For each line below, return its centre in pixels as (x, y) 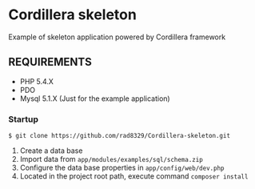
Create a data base (51, 151)
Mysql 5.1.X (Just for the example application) (95, 99)
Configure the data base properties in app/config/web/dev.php (122, 168)
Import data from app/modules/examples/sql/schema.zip (112, 159)
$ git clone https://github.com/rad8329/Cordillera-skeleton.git (119, 136)
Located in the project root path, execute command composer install (134, 176)
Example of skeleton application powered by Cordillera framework (117, 37)
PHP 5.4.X (37, 81)
